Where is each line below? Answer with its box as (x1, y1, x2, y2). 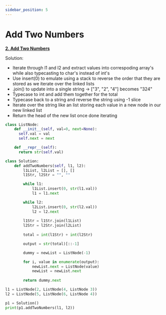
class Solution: (5, 158, 39, 164)
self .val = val (18, 131, 50, 136)
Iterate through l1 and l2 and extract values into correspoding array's (12, 64, 154, 70)
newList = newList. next (31, 269, 81, 274)
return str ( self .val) (18, 149, 64, 155)
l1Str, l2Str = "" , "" (23, 173, 70, 178)
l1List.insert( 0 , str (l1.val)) (31, 186, 97, 191)
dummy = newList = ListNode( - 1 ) (23, 250, 91, 255)
